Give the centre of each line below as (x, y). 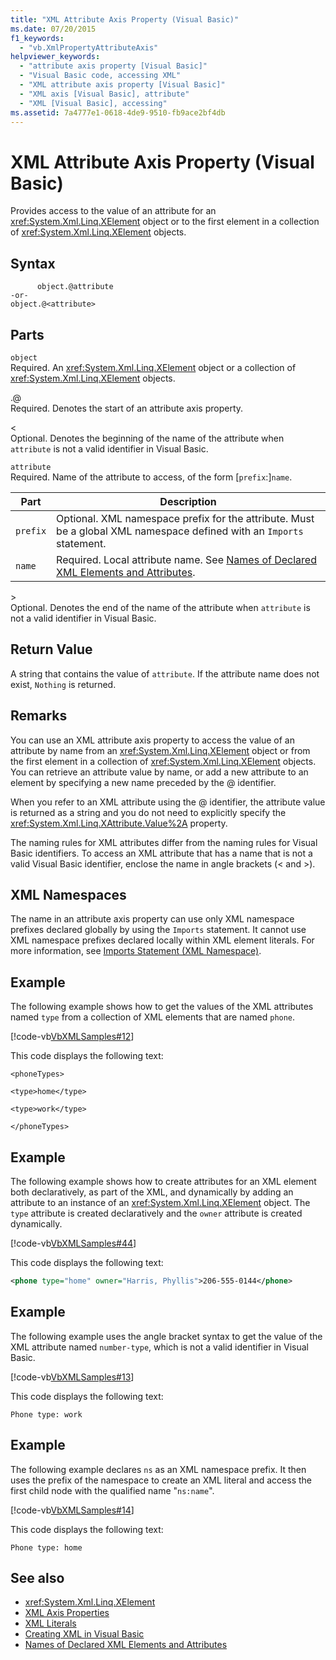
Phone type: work (46, 1414)
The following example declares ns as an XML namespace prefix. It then (158, 1469)
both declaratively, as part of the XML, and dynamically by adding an (152, 1192)
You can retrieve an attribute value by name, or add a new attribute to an (159, 772)
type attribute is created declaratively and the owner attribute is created (156, 1213)
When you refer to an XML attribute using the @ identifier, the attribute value (168, 802)
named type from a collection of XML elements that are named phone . (153, 1017)
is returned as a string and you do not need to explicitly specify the (148, 812)
